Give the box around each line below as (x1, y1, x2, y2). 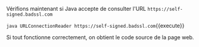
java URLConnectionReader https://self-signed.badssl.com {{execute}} (6, 22, 185, 29)
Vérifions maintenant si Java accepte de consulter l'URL (6, 5, 147, 12)
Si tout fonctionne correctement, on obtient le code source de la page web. (6, 34, 194, 41)
